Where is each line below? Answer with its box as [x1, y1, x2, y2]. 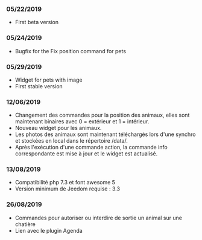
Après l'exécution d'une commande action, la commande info [14, 144, 168, 151]
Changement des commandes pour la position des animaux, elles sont [14, 111, 190, 119]
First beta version [14, 19, 59, 26]
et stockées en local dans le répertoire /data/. [14, 137, 128, 144]
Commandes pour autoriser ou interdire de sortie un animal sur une [14, 214, 183, 221]
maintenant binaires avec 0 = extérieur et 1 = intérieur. [14, 118, 150, 125]
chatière [14, 220, 36, 228]
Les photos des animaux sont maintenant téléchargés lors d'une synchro [14, 131, 196, 138]
